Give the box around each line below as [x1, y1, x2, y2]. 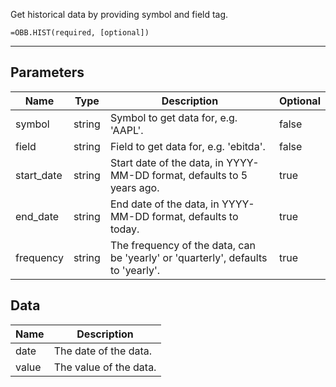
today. [109, 222, 140, 236]
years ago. [109, 180, 160, 194]
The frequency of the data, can [109, 238, 256, 252]
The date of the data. [53, 344, 153, 358]
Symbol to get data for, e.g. [109, 110, 238, 124]
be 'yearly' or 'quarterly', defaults [109, 250, 268, 264]
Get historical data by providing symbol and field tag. [10, 9, 229, 20]
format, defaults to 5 [151, 168, 248, 182]
